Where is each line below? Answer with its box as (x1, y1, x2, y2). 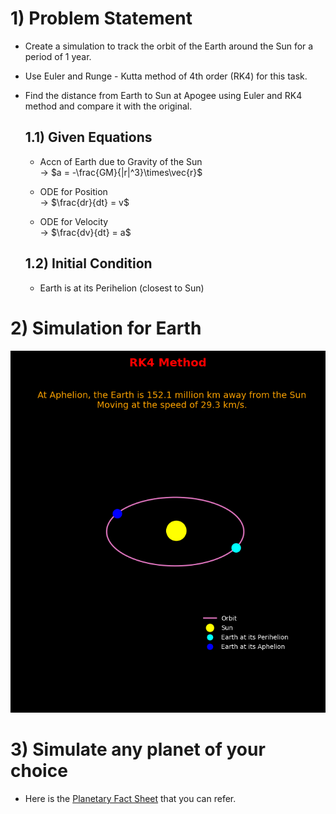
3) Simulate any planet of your (10, 738, 266, 761)
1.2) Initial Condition (24, 255, 153, 272)
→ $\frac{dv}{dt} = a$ (39, 226, 132, 238)
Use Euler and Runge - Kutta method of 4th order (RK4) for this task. (24, 70, 308, 82)
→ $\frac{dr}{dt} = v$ (39, 196, 130, 208)
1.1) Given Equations (24, 129, 153, 146)
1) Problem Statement (10, 7, 193, 30)
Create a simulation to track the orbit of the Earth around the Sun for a (24, 40, 314, 52)
